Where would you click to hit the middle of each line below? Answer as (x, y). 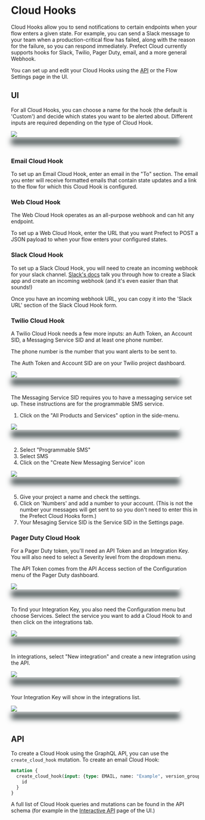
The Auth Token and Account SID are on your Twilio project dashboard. (98, 363)
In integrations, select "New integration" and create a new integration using (103, 657)
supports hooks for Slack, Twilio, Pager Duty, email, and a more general (99, 52)
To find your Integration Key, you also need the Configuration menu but (98, 609)
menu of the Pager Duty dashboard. (55, 575)
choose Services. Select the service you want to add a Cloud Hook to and (102, 616)
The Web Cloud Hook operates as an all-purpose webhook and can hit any (102, 215)
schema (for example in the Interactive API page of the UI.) (83, 810)
